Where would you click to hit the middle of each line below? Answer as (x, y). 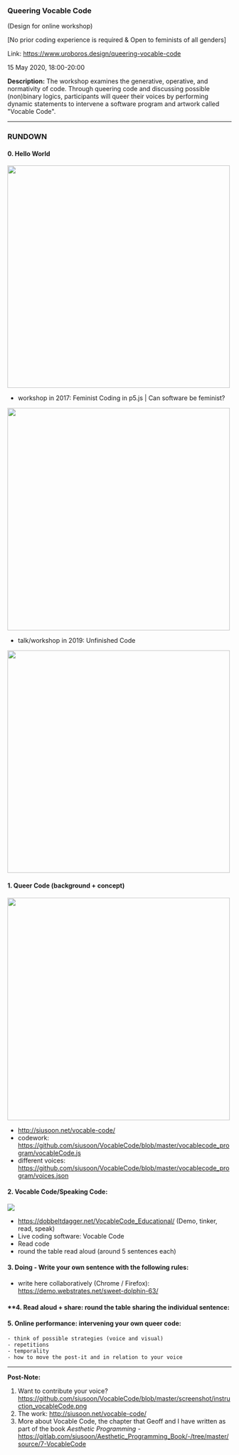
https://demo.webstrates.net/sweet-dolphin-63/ (88, 1291)
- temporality (28, 1351)
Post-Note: (24, 1377)
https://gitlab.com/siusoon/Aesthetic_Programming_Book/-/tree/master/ (123, 1436)
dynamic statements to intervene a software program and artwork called (113, 104)
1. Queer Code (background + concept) (66, 886)
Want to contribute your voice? (63, 1391)
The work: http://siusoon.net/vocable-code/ (82, 1413)
